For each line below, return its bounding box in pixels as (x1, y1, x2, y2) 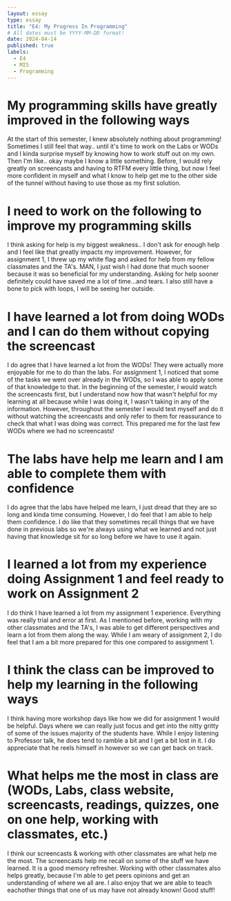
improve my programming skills (7, 218, 192, 233)
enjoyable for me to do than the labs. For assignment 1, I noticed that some (7, 368, 219, 377)
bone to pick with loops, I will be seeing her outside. (7, 284, 155, 293)
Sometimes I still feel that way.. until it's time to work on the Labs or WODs (7, 142, 219, 150)
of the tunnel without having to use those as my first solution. (7, 179, 181, 187)
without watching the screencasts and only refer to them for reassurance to (7, 412, 222, 421)
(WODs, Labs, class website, (7, 782, 174, 798)
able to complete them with (7, 466, 167, 482)
